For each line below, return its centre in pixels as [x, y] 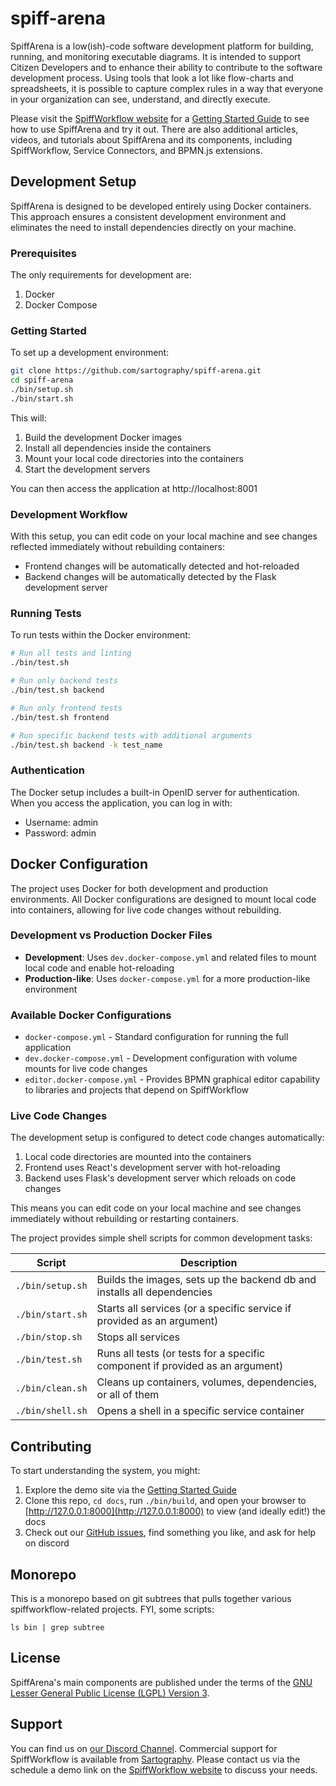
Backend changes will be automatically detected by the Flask [150, 577]
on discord [47, 1543]
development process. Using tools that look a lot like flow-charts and [152, 78]
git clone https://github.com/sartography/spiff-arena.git [136, 371]
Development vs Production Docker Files [111, 935]
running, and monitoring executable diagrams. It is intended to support [156, 56]
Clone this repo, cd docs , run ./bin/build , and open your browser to [165, 1501]
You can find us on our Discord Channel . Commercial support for [144, 1748]
